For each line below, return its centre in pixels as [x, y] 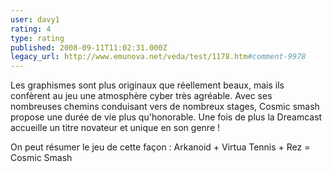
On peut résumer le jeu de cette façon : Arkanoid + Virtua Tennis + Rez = [160, 147]
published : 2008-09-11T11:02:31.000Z [89, 47]
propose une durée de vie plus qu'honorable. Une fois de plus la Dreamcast [166, 117]
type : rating [37, 38]
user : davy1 [35, 19]
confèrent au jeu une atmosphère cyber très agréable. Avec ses [141, 96]
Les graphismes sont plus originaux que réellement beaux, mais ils [147, 85]
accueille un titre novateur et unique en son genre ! [115, 128]
